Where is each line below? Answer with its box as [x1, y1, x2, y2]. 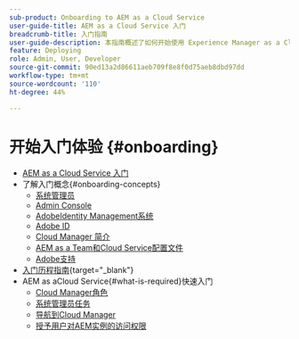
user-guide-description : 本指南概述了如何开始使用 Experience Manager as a [9, 37, 280, 47]
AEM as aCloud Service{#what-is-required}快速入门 [21, 276, 214, 286]
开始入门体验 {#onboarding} [9, 136, 220, 157]
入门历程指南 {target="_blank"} [21, 265, 134, 276]
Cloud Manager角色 [35, 287, 109, 298]
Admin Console [35, 200, 92, 211]
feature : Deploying [9, 46, 82, 55]
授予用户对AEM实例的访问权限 [35, 320, 147, 331]
